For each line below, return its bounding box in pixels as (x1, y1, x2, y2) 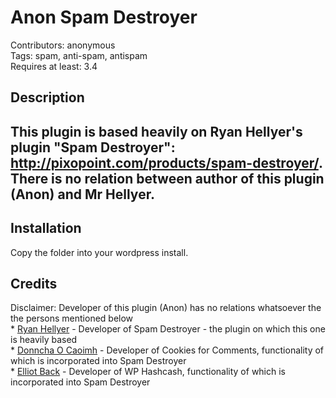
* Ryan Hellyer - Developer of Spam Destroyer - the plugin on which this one (10, 323, 326, 335)
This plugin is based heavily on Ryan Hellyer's (10, 123, 303, 140)
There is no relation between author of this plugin (10, 170, 325, 187)
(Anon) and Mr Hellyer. (10, 186, 155, 203)
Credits (10, 275, 58, 292)
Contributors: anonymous (10, 39, 116, 51)
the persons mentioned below (10, 312, 134, 325)
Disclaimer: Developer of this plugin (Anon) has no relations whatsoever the (10, 302, 322, 314)
